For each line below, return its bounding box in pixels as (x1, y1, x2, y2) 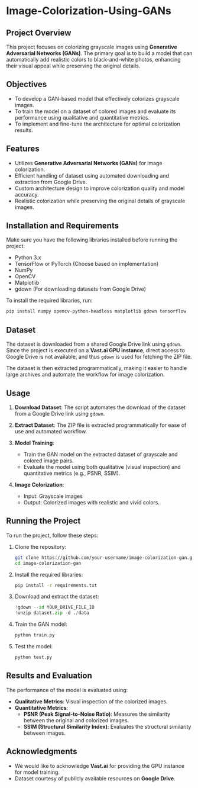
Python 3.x (14, 254, 41, 261)
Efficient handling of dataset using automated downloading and (14, 172, 170, 179)
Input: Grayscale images (23, 493, 83, 500)
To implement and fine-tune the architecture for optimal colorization (14, 120, 180, 127)
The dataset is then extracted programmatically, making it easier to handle (6, 365, 187, 372)
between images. (23, 729, 66, 736)
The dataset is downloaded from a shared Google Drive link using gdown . (6, 340, 182, 348)
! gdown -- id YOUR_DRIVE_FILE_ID (14, 604, 95, 610)
